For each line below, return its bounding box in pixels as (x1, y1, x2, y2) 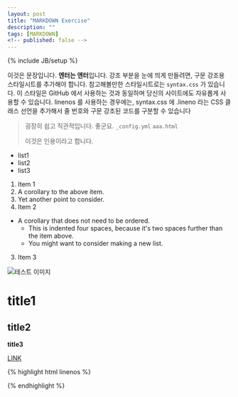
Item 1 (17, 180, 36, 189)
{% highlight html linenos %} (7, 368, 91, 376)
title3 (7, 340, 23, 349)
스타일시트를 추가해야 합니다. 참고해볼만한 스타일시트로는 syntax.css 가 (7, 80, 207, 89)
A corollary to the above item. (17, 188, 104, 196)
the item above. (28, 232, 75, 240)
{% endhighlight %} (7, 381, 65, 390)
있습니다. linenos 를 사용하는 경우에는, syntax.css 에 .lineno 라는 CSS (28, 97, 224, 107)
